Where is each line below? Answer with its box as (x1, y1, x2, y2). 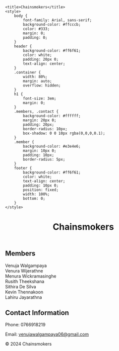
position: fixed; (23, 187, 59, 192)
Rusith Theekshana (5, 278, 45, 284)
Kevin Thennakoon (5, 289, 44, 295)
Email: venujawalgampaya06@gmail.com (5, 331, 89, 338)
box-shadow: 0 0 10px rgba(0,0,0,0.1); (23, 131, 106, 136)
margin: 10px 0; (23, 148, 57, 153)
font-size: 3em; (23, 96, 57, 101)
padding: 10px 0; (23, 183, 59, 188)
